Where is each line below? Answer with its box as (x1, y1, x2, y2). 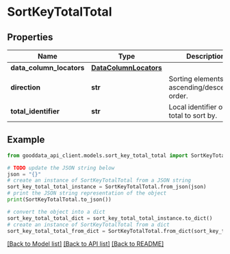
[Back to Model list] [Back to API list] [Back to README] (7, 240, 164, 248)
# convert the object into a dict (7, 208, 106, 215)
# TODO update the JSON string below (7, 165, 115, 171)
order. (168, 91, 188, 100)
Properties (7, 31, 53, 43)
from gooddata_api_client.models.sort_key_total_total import (7, 152, 188, 159)
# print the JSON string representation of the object (7, 190, 167, 197)
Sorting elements (168, 74, 224, 83)
